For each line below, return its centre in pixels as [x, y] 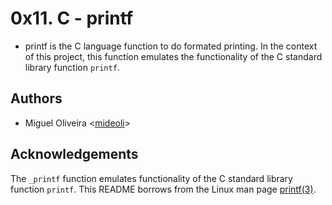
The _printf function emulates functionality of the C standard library [151, 178]
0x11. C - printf [72, 18]
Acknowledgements [74, 154]
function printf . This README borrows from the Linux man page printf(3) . [163, 189]
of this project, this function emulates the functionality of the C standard [173, 56]
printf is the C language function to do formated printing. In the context [171, 46]
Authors [36, 98]
